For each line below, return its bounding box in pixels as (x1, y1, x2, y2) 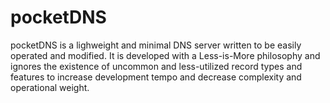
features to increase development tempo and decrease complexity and (10, 71, 302, 83)
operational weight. (10, 81, 90, 93)
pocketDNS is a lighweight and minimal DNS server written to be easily (10, 39, 302, 51)
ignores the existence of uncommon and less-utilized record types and (10, 60, 303, 72)
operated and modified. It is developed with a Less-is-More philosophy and (10, 49, 321, 61)
